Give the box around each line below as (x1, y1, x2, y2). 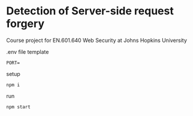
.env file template (6, 48, 49, 55)
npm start (6, 103, 31, 110)
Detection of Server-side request (6, 4, 174, 18)
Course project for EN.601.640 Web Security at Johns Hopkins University (6, 36, 188, 44)
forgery (6, 17, 45, 30)
